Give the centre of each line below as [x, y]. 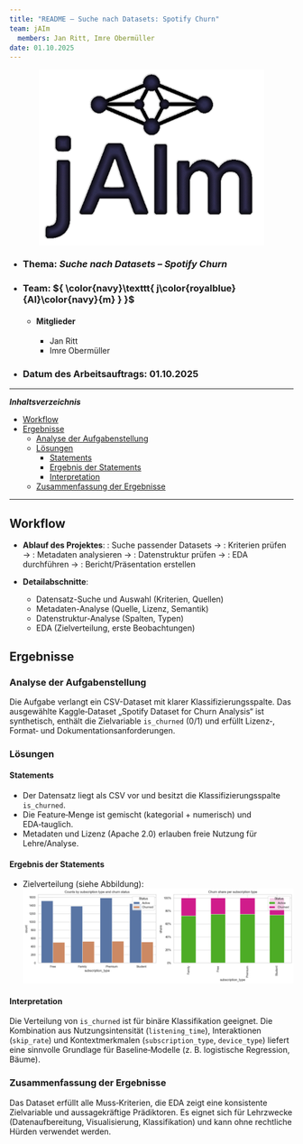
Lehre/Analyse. [50, 844]
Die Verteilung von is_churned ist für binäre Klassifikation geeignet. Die [141, 1021]
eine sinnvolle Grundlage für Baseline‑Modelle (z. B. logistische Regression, [150, 1050]
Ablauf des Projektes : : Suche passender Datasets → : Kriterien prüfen [154, 545]
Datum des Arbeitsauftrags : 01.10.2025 [110, 374]
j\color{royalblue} [196, 288]
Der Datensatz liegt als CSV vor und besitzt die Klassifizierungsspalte [151, 796]
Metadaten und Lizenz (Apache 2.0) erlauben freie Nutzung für [140, 834]
